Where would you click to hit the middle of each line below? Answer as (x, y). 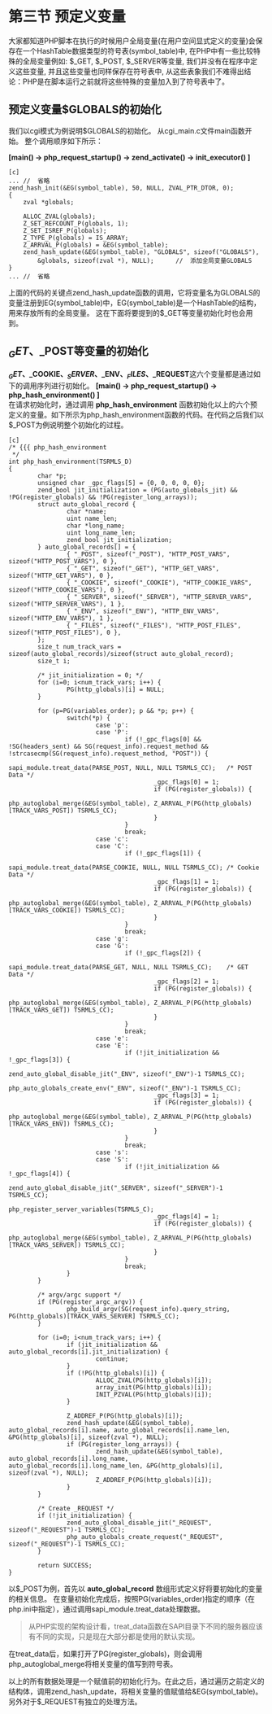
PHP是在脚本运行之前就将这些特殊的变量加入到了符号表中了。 (126, 81)
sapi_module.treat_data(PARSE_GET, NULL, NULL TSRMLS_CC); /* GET (129, 967)
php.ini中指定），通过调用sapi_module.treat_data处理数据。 (107, 1609)
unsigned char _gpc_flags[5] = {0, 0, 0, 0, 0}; (121, 483)
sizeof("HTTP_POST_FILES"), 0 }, (65, 632)
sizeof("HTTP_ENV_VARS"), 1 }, (61, 618)
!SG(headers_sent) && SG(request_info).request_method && (108, 746)
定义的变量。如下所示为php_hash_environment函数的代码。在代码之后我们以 (136, 414)
